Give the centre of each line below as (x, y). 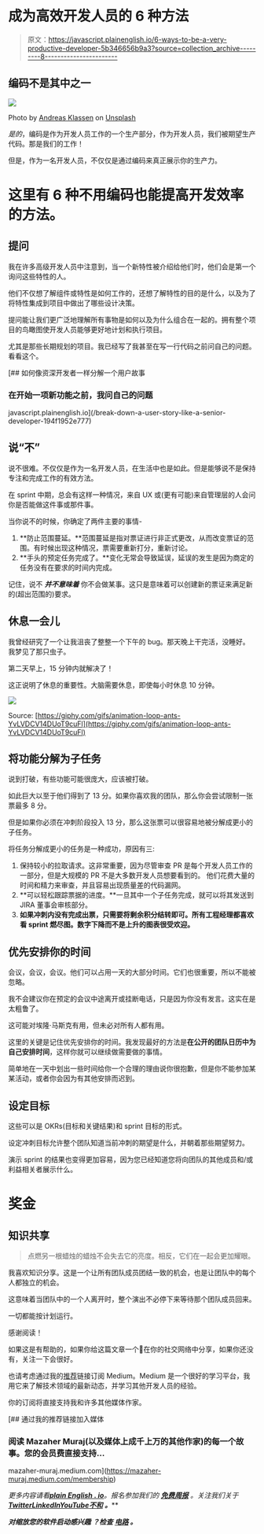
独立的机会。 (42, 1282)
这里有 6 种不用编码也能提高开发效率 (126, 195)
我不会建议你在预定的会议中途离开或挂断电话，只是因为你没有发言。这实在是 (132, 999)
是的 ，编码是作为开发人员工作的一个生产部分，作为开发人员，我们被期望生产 (132, 134)
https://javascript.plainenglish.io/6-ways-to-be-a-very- (137, 39)
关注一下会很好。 (49, 1359)
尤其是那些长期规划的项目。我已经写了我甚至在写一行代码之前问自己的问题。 (132, 346)
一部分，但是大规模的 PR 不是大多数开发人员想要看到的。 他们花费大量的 (137, 876)
